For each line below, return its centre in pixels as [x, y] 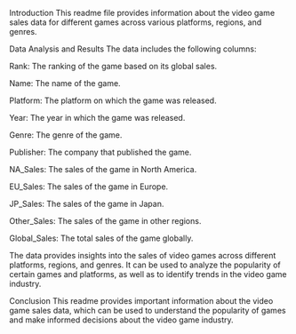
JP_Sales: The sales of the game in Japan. [87, 204]
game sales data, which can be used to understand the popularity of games [148, 310]
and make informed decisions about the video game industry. [121, 320]
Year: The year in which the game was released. [97, 118]
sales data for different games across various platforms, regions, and [136, 22]
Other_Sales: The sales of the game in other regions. [105, 221]
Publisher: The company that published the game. [100, 152]
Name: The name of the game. [65, 83]
